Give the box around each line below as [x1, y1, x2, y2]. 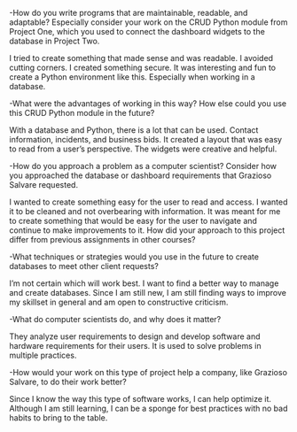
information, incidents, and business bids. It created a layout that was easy [9, 135, 282, 144]
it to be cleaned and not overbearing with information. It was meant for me [9, 206, 281, 216]
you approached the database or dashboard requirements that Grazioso [9, 170, 272, 181]
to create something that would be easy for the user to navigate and [9, 216, 257, 226]
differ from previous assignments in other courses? [9, 235, 196, 244]
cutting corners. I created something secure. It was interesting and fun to [9, 62, 277, 73]
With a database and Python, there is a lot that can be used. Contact [9, 125, 259, 135]
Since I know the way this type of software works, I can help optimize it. [9, 394, 272, 404]
